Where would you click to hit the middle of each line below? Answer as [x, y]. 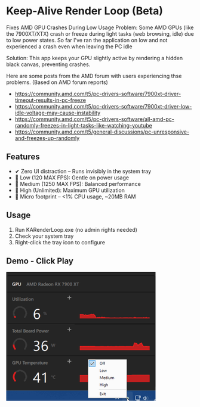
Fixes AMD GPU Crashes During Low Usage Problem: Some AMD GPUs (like [100, 27]
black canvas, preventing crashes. [48, 64]
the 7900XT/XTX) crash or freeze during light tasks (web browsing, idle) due [100, 33]
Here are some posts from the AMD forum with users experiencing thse [94, 76]
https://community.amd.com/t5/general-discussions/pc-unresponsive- [102, 132]
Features [23, 157]
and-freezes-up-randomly [47, 138]
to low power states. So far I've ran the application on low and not [87, 40]
